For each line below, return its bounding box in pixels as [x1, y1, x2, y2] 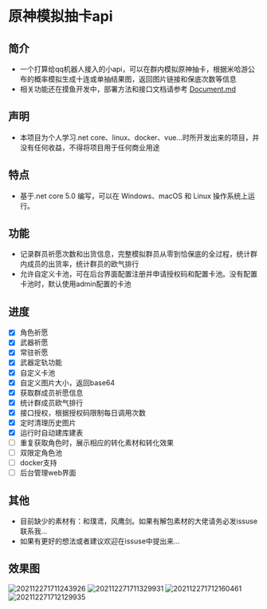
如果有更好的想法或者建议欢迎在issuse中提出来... [19, 536, 180, 546]
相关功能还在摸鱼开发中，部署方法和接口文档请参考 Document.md [19, 85, 237, 94]
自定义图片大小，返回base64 [19, 377, 116, 388]
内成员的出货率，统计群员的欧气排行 [19, 259, 139, 269]
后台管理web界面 [19, 468, 77, 478]
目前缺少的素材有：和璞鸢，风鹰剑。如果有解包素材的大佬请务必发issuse [19, 516, 257, 526]
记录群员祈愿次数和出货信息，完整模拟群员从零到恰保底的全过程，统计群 [19, 249, 257, 259]
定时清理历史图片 [19, 417, 77, 428]
